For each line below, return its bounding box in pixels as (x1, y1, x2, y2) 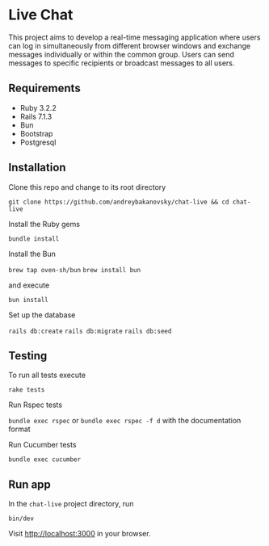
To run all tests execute (8, 370, 86, 380)
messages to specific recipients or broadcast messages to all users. (8, 58, 235, 68)
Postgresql (19, 137, 57, 147)
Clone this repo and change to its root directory (8, 182, 166, 191)
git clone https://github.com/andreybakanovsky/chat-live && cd (8, 198, 229, 206)
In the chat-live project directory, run (8, 499, 134, 509)
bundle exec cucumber (8, 456, 82, 464)
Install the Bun (8, 249, 57, 258)
